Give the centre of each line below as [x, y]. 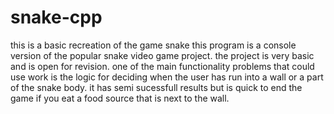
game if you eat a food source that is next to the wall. [120, 98]
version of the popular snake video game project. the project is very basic [162, 55]
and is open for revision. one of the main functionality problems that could [162, 66]
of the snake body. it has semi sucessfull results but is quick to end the [156, 87]
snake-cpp [56, 17]
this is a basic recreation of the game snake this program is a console [153, 45]
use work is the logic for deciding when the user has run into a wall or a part [167, 77]
